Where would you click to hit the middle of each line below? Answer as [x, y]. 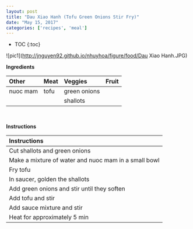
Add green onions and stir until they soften [67, 189]
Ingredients [20, 67]
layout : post [22, 11]
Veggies [76, 81]
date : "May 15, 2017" [32, 22]
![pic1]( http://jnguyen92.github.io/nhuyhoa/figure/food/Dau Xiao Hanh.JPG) [97, 55]
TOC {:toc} [27, 44]
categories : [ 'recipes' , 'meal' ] [47, 28]
